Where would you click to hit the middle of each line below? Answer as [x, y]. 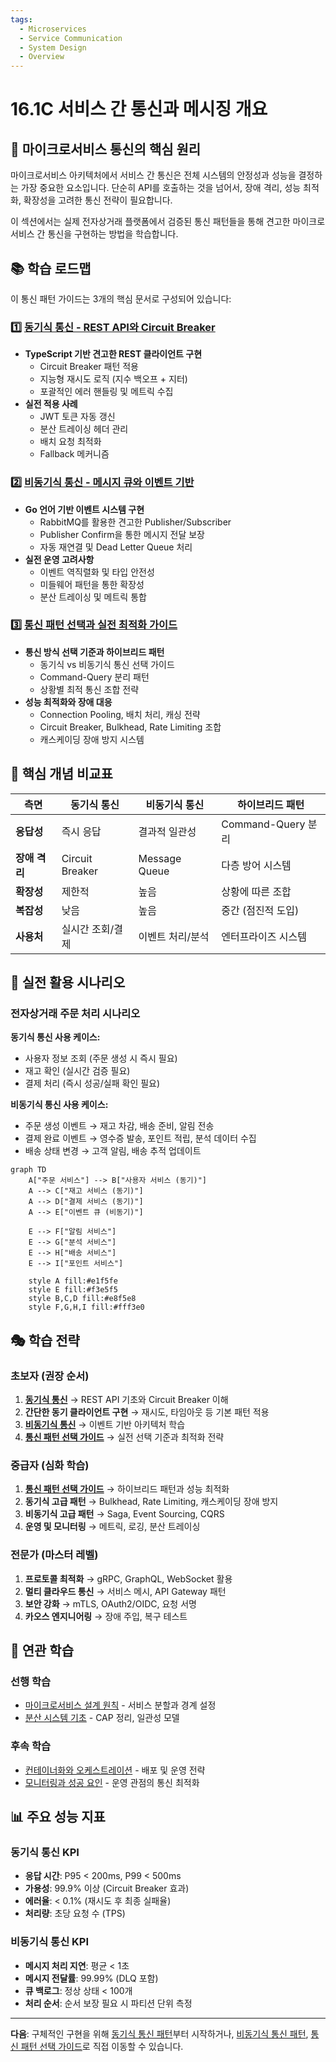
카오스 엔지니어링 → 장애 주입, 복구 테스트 [106, 1616]
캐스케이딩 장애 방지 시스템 [92, 739]
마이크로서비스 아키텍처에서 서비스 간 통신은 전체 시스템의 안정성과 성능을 [153, 175]
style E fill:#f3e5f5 [73, 1290]
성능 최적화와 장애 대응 [68, 702]
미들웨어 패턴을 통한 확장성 [92, 584]
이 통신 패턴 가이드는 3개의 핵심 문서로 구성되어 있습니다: [121, 298]
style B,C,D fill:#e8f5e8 [82, 1299]
